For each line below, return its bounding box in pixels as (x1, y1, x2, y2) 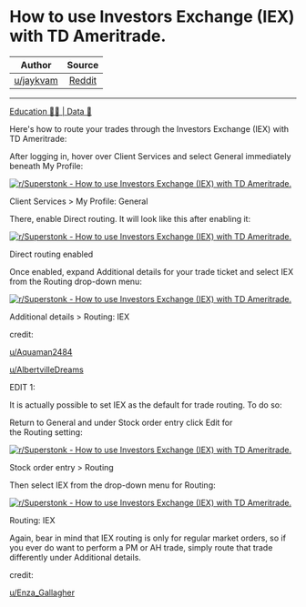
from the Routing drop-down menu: (9, 276, 143, 287)
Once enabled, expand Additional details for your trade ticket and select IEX (9, 266, 294, 277)
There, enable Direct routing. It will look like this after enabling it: (9, 213, 251, 224)
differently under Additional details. (9, 551, 141, 562)
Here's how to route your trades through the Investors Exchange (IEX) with (9, 123, 290, 134)
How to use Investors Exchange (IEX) (9, 6, 295, 27)
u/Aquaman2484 (9, 346, 73, 357)
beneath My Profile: (9, 160, 84, 171)
